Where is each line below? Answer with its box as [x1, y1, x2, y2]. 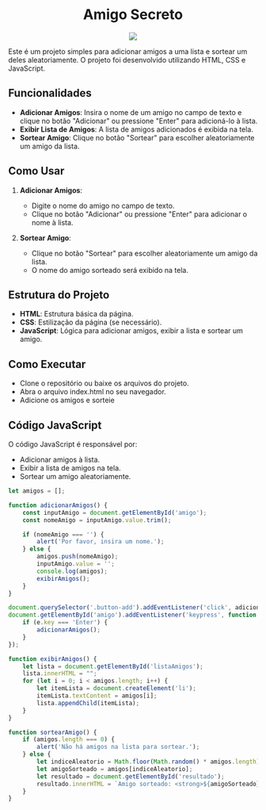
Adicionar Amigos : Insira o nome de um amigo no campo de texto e [19, 107, 242, 117]
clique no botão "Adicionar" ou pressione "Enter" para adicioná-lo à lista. [19, 116, 258, 125]
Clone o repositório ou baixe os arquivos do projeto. [19, 378, 189, 388]
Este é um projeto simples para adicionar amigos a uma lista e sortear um [8, 46, 248, 56]
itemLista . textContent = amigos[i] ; [36, 692, 158, 700]
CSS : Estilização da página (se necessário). [19, 317, 162, 327]
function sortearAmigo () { [8, 728, 97, 736]
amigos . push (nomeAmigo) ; [36, 553, 119, 561]
